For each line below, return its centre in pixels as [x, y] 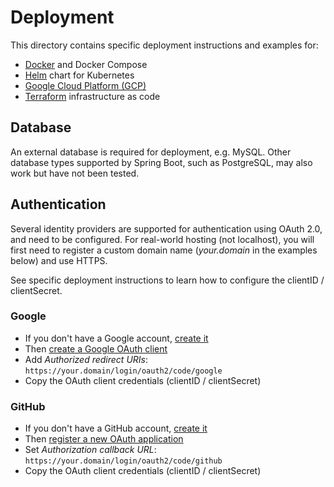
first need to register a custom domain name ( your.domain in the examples [164, 250]
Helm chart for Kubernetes [79, 75]
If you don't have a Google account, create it [116, 338]
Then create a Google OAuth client [96, 348]
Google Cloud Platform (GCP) [85, 85]
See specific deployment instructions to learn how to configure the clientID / [167, 280]
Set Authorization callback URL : [90, 450]
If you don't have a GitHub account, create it [116, 428]
